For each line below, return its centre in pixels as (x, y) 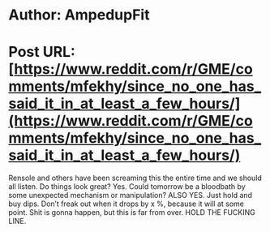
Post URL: (42, 52)
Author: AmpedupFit (79, 15)
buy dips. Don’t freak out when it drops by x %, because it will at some (126, 204)
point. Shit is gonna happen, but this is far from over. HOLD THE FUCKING (132, 213)
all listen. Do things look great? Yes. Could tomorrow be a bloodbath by (127, 187)
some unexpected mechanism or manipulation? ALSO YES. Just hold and (131, 195)
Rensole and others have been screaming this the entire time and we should (135, 178)
